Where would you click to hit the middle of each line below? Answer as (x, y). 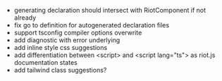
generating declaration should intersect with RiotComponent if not (110, 10)
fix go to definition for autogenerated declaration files (92, 25)
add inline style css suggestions (61, 48)
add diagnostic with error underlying (67, 40)
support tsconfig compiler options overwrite (78, 32)
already (25, 18)
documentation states (45, 62)
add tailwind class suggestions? (60, 70)
